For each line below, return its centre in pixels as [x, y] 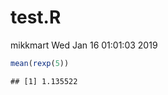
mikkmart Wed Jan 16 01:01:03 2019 [84, 45]
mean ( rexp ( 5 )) [40, 63]
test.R [36, 17]
